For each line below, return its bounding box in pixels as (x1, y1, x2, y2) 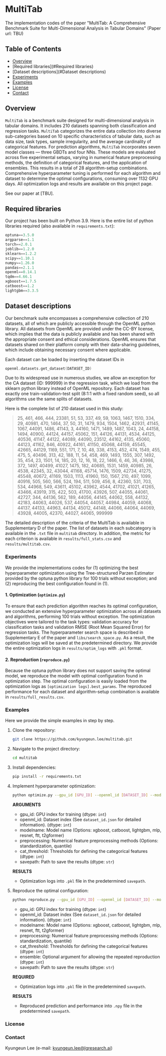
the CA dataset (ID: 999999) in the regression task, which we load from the (5, 380, 159, 386)
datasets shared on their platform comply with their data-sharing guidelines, (5, 341, 161, 347)
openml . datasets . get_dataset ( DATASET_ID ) (5, 366, 92, 371)
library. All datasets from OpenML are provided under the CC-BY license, (5, 325, 154, 331)
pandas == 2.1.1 (5, 265, 35, 270)
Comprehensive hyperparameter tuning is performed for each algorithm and (5, 170, 161, 176)
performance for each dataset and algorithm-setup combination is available (5, 689, 160, 695)
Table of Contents (5, 45, 62, 53)
